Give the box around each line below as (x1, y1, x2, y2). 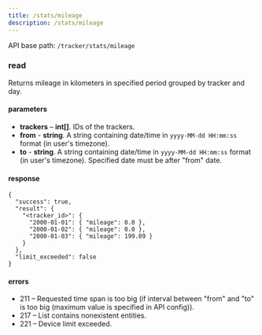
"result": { (15, 205, 55, 213)
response (8, 173, 40, 183)
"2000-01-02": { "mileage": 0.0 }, (28, 225, 146, 233)
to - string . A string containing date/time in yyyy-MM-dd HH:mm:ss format (19, 147, 252, 156)
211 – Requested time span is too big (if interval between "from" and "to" (19, 294, 254, 303)
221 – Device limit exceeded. (19, 319, 113, 329)
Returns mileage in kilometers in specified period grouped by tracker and (8, 78, 245, 87)
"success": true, (15, 198, 72, 206)
